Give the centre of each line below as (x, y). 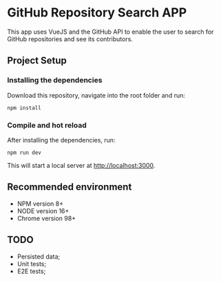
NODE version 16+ (43, 210)
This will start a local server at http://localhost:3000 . (81, 165)
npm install (24, 108)
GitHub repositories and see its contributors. (70, 39)
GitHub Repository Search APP (97, 13)
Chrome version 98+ (46, 218)
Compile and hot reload (47, 125)
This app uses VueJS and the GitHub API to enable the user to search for (110, 32)
